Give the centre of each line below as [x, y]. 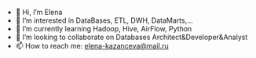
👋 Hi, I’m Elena [39, 12]
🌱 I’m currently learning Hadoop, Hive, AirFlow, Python [104, 29]
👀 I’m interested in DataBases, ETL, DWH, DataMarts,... [104, 20]
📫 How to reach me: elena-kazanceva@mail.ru [92, 46]
